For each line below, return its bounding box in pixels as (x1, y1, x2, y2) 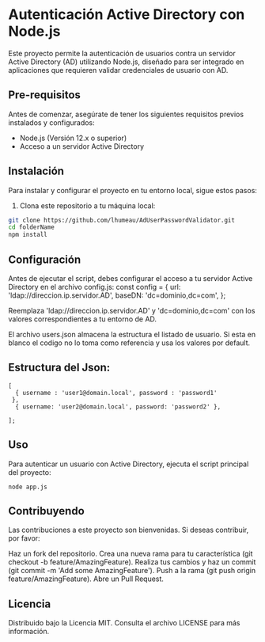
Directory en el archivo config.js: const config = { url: (8, 283, 181, 291)
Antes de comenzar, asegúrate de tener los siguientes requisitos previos (8, 109, 244, 119)
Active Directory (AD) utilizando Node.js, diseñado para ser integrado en (8, 57, 244, 66)
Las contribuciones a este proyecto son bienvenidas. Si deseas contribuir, (8, 525, 249, 535)
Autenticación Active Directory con (8, 6, 245, 24)
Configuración (8, 253, 81, 266)
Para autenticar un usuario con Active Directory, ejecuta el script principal (8, 459, 249, 469)
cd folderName (8, 223, 55, 231)
